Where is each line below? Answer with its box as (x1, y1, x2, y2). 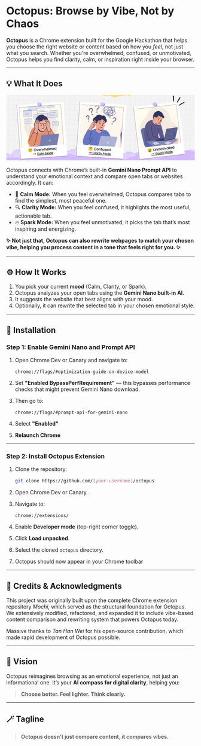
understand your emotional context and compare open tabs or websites (6, 173, 183, 180)
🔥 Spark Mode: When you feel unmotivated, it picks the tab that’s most (14, 219, 190, 226)
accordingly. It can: (6, 179, 54, 186)
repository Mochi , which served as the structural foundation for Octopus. (6, 603, 187, 610)
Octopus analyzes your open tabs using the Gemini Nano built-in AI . (14, 289, 184, 296)
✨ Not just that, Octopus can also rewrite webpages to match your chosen (6, 237, 194, 244)
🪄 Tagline (6, 714, 44, 724)
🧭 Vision (6, 656, 38, 667)
